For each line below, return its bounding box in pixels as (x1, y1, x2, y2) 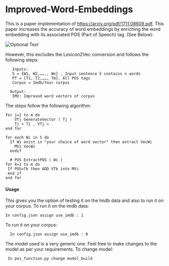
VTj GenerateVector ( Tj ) (14, 117, 72, 122)
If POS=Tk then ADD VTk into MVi (7, 166, 79, 171)
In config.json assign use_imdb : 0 (10, 232, 88, 237)
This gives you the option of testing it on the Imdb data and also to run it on (5, 197, 164, 203)
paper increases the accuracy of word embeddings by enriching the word (5, 26, 161, 32)
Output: (10, 89, 27, 94)
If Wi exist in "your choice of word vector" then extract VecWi (10, 139, 153, 145)
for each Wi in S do (5, 135, 50, 140)
